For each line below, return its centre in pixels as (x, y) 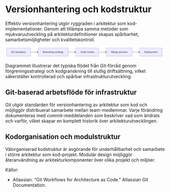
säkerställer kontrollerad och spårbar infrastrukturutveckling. (69, 76)
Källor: (12, 170)
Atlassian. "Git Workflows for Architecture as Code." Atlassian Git (80, 179)
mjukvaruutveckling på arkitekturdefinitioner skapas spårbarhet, (72, 34)
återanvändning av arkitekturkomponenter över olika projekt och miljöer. (80, 160)
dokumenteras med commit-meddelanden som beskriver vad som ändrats (83, 115)
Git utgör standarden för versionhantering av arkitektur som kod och (76, 105)
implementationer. (24, 28)
